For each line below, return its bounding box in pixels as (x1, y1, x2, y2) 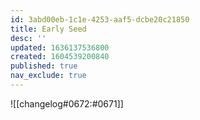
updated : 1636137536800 (10, 42, 110, 53)
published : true (10, 61, 78, 71)
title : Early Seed (10, 24, 87, 34)
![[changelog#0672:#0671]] (10, 97, 124, 110)
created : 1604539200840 (10, 52, 110, 62)
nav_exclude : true (10, 71, 87, 81)
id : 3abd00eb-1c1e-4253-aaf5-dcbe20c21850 (10, 14, 190, 25)
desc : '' (10, 33, 47, 43)
